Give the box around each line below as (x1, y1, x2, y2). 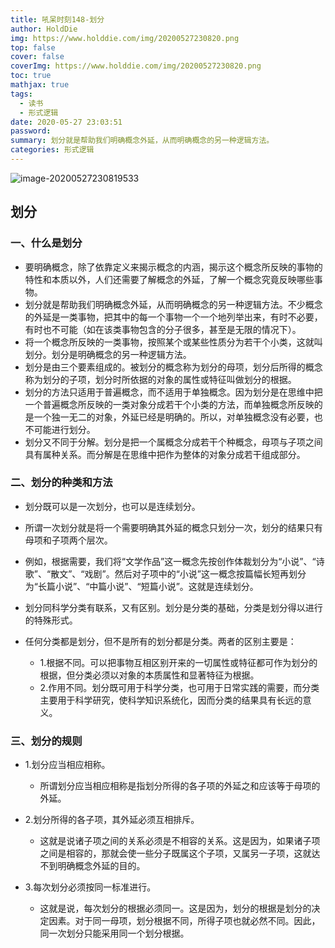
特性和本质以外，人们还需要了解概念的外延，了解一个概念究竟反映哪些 (24, 273, 315, 285)
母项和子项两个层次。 (24, 534, 113, 546)
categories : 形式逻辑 (10, 145, 95, 155)
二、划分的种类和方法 (10, 476, 113, 490)
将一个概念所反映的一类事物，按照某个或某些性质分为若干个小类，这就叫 (24, 336, 323, 348)
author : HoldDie (10, 24, 78, 34)
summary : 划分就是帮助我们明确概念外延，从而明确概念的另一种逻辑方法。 (10, 136, 275, 146)
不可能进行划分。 (24, 423, 96, 435)
